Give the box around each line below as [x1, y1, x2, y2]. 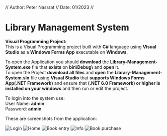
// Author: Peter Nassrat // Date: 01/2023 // [5, 5, 94, 10]
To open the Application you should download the [5, 59, 109, 65]
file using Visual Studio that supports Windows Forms [30, 75, 145, 81]
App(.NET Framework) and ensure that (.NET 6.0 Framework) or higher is [5, 80, 160, 86]
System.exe [5, 64, 31, 70]
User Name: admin [5, 100, 45, 106]
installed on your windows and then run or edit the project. [5, 85, 129, 91]
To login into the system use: [5, 95, 65, 101]
